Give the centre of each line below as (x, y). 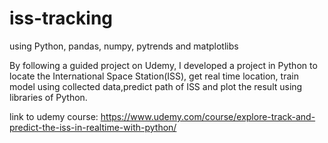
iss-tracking (61, 18)
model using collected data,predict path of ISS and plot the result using (156, 86)
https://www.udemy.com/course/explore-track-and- (208, 116)
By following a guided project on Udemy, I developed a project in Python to (163, 65)
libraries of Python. (48, 97)
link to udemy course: (54, 116)
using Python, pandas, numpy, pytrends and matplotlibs (124, 46)
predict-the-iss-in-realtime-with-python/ (93, 127)
